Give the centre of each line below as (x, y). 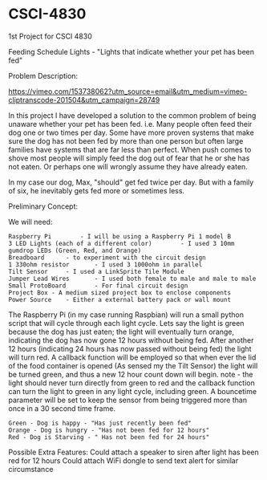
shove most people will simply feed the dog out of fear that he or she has (129, 158)
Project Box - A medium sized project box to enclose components (119, 293)
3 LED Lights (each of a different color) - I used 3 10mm (121, 243)
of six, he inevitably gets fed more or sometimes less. (97, 190)
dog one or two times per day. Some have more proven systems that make (131, 132)
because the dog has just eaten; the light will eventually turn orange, (121, 332)
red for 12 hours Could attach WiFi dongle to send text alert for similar (123, 460)
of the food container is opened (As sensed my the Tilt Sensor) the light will (133, 365)
